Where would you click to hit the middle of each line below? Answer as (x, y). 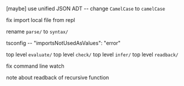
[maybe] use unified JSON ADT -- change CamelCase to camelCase (86, 9)
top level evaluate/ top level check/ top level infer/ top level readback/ (92, 55)
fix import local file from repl (41, 20)
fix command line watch (35, 66)
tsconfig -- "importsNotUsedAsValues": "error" (64, 43)
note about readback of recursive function (58, 77)
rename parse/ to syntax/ (37, 31)
